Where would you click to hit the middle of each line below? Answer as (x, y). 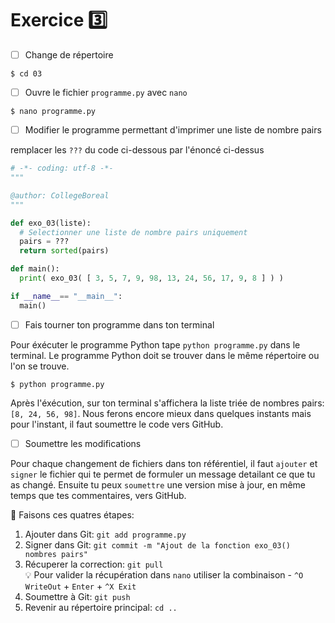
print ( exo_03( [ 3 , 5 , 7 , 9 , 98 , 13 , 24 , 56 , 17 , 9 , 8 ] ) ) (151, 278)
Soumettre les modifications (83, 443)
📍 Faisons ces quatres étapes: (72, 514)
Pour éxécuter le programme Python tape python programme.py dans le (155, 344)
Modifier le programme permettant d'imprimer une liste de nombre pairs (173, 130)
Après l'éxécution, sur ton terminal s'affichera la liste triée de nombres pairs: (167, 403)
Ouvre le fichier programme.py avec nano (106, 92)
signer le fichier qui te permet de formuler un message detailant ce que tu (163, 474)
